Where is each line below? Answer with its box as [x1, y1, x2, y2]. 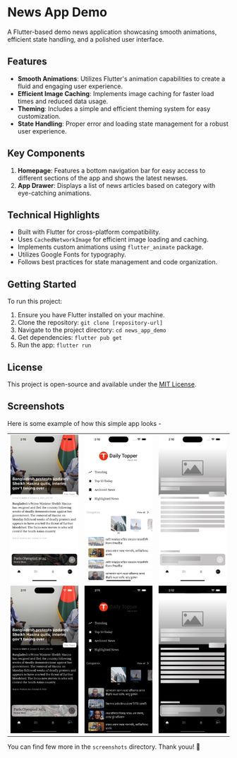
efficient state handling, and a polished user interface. [7, 35, 164, 43]
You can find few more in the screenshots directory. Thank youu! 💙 [7, 742, 201, 751]
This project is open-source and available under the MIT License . [7, 380, 197, 389]
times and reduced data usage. [17, 97, 109, 105]
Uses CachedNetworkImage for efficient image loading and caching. [17, 235, 209, 244]
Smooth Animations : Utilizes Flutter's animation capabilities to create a [17, 74, 226, 83]
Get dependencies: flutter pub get [17, 333, 122, 342]
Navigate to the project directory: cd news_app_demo [17, 326, 166, 334]
